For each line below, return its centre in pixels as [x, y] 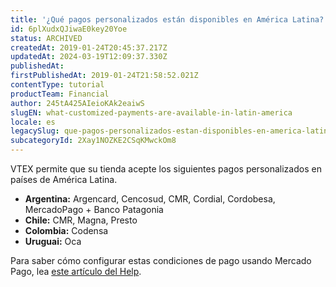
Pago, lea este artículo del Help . [76, 271]
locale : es [33, 122]
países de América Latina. [64, 179]
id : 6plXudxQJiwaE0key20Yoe [69, 29]
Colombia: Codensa [66, 230]
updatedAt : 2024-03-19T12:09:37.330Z [89, 57]
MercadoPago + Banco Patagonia [94, 209]
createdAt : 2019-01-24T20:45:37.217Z [89, 47]
